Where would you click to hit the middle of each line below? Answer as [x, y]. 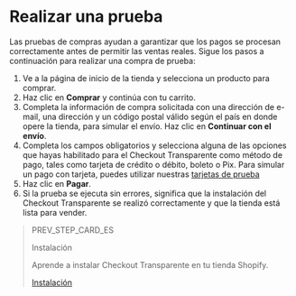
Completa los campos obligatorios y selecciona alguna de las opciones [154, 145]
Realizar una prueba [86, 17]
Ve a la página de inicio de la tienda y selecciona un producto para [146, 78]
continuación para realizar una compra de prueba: [102, 60]
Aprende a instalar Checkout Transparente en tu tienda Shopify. [150, 264]
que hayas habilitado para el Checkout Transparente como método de [152, 154]
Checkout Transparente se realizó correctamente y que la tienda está [151, 203]
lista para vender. [55, 212]
